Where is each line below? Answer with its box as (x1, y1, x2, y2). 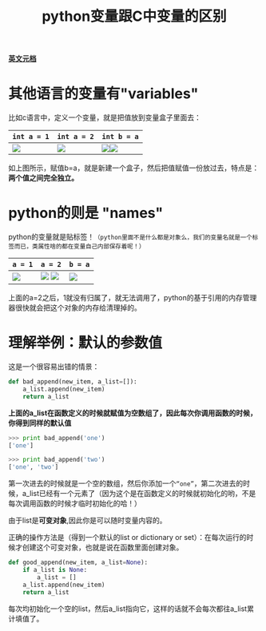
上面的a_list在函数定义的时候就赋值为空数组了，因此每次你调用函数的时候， (8, 408, 257, 418)
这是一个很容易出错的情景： (8, 362, 100, 371)
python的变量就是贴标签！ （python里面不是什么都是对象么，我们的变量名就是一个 (8, 232, 253, 242)
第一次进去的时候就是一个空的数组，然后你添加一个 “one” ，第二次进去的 (8, 478, 244, 488)
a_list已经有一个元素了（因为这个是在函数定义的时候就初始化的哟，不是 (22, 489, 256, 498)
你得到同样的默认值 (8, 418, 72, 427)
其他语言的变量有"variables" (8, 85, 199, 103)
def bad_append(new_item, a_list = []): (8, 378, 137, 386)
